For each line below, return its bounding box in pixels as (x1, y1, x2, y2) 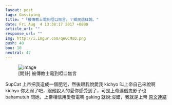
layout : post (5, 7, 33, 13)
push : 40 (5, 41, 24, 46)
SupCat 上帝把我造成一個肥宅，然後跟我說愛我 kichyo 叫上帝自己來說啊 (5, 81, 156, 87)
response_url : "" (5, 31, 43, 36)
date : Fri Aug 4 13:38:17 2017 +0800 (5, 21, 88, 27)
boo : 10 (5, 45, 22, 50)
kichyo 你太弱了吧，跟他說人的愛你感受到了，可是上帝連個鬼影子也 (5, 87, 147, 93)
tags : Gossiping (5, 12, 40, 17)
